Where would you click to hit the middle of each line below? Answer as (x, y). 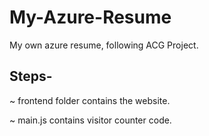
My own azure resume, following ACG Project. (104, 45)
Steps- (31, 76)
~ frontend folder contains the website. (90, 100)
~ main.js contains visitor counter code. (90, 120)
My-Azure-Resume (90, 17)
